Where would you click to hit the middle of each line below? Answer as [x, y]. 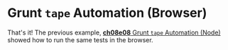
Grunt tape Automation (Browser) [107, 13]
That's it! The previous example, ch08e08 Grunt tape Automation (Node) [114, 32]
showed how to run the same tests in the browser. [81, 39]
